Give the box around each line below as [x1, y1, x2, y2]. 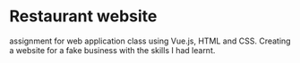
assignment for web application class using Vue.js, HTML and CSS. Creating [9, 35, 291, 46]
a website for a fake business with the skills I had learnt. [9, 44, 216, 55]
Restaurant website [9, 6, 158, 27]
